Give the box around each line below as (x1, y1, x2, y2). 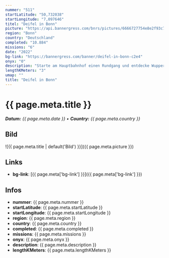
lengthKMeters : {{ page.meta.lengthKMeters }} (12, 247, 112, 253)
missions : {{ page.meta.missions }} (12, 231, 87, 237)
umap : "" (5, 73, 24, 78)
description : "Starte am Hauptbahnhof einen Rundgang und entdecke (5, 63, 150, 68)
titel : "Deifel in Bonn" (5, 21, 57, 27)
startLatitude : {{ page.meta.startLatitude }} (12, 204, 103, 211)
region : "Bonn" (5, 31, 37, 36)
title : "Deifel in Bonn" (5, 77, 57, 82)
